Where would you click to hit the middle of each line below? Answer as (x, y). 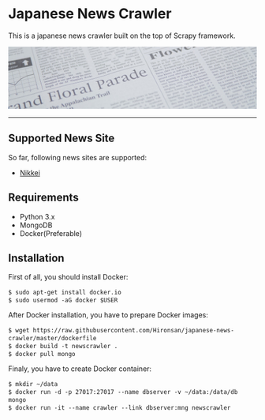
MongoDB (36, 225)
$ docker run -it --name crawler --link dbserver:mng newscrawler (119, 408)
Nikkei (30, 172)
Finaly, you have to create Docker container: (80, 369)
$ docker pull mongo (42, 354)
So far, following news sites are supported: (78, 157)
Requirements (43, 198)
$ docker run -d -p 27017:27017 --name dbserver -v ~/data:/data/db (123, 392)
